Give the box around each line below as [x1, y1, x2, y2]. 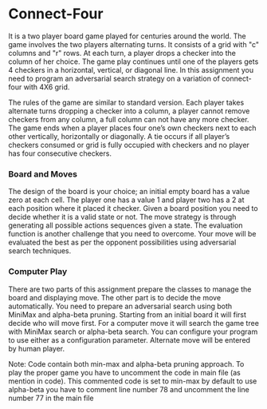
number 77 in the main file [8, 393, 94, 403]
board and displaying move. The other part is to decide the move [8, 292, 222, 302]
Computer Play [8, 266, 68, 277]
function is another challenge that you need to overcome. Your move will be [8, 229, 257, 239]
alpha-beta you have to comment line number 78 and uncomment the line [8, 384, 249, 394]
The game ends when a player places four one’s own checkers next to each [8, 123, 257, 133]
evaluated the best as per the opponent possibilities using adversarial [8, 237, 237, 248]
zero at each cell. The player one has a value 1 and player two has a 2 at [8, 195, 245, 204]
